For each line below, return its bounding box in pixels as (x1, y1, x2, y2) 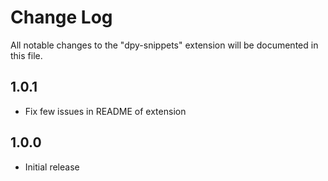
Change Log (10, 6, 113, 29)
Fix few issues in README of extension (24, 105, 187, 117)
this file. (10, 49, 43, 61)
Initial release (24, 161, 80, 173)
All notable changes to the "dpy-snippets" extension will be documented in (10, 39, 319, 51)
